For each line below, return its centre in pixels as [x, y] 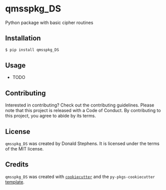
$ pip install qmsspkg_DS [32, 50]
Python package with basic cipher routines [49, 22]
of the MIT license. [24, 149]
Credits [17, 165]
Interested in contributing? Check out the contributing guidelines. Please [80, 105]
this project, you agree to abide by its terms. [50, 116]
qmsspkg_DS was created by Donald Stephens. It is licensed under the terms [82, 143]
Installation [23, 38]
